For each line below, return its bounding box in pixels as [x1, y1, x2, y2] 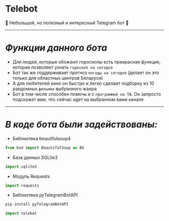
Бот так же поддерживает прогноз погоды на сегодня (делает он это [12, 69, 159, 76]
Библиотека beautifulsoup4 [12, 135, 71, 141]
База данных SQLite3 [12, 154, 58, 160]
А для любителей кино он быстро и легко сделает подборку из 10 [12, 80, 154, 86]
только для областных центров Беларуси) [12, 75, 103, 81]
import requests [5, 183, 39, 188]
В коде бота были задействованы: [5, 119, 157, 130]
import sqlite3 [5, 164, 37, 169]
